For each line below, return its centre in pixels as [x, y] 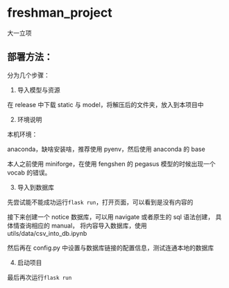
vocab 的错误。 [29, 173]
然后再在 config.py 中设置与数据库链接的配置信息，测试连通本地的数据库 [110, 248]
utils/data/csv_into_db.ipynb [47, 233]
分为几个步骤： [28, 75]
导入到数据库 [35, 187]
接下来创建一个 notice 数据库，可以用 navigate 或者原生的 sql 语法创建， [111, 216]
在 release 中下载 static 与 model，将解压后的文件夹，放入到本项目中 [105, 104]
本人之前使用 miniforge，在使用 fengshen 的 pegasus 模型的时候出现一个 [112, 163]
